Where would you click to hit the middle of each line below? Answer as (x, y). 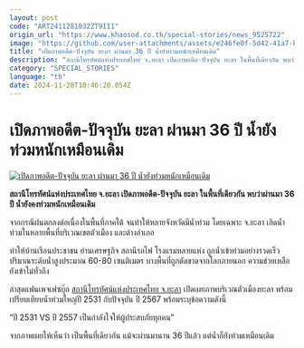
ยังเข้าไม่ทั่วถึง (29, 271)
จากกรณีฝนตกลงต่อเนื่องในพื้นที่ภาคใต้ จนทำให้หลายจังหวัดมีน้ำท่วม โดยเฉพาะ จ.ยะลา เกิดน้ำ (147, 222)
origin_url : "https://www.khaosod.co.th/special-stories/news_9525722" (147, 34)
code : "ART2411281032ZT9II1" (64, 26)
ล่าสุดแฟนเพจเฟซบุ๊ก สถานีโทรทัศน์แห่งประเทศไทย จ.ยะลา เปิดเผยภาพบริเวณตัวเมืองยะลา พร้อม (151, 289)
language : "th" (38, 77)
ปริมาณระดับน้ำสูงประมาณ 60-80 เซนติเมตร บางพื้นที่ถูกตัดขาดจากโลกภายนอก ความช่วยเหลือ (150, 260)
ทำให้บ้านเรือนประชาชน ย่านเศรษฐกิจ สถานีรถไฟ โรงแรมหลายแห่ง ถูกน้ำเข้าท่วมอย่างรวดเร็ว (145, 250)
